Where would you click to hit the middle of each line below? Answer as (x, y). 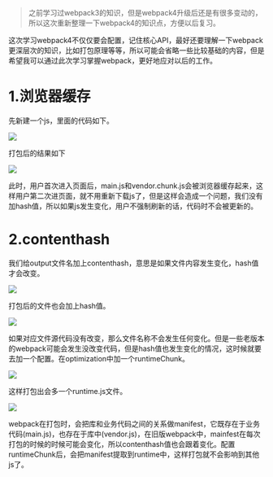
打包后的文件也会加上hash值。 (59, 305)
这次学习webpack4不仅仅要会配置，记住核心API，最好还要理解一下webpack (136, 40)
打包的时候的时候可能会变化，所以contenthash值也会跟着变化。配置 (122, 444)
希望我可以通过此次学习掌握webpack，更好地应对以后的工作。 (113, 61)
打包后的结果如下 (37, 153)
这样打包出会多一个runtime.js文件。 (68, 391)
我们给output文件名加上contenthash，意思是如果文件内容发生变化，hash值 (134, 263)
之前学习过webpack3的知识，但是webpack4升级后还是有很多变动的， (145, 13)
